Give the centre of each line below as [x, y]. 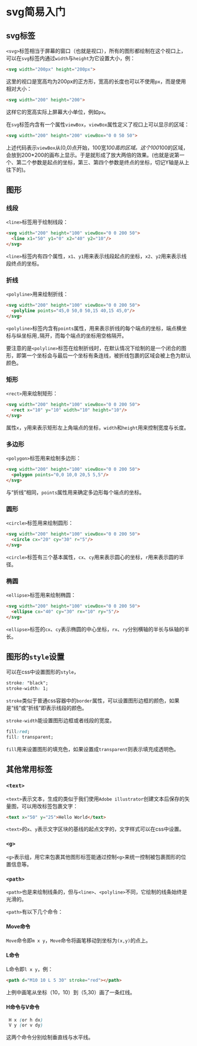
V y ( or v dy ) [26, 1025]
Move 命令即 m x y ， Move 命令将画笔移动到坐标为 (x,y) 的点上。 [79, 941]
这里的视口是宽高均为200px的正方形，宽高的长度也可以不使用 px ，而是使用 [96, 81]
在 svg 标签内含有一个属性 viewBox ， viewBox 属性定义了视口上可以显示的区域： [98, 124]
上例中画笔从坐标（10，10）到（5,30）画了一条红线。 [71, 992]
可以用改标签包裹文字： [50, 806]
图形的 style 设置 [35, 657]
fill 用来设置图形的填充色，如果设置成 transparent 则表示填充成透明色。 [93, 749]
